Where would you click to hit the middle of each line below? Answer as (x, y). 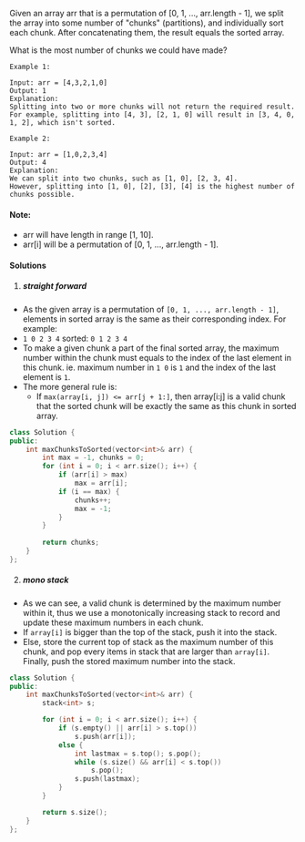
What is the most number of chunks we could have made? (118, 50)
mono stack (46, 580)
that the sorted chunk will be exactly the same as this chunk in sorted (166, 406)
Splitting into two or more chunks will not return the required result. (152, 107)
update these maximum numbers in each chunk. (113, 622)
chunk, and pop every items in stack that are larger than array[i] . (146, 652)
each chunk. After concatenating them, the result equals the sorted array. (147, 32)
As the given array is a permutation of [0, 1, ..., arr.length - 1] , (151, 309)
